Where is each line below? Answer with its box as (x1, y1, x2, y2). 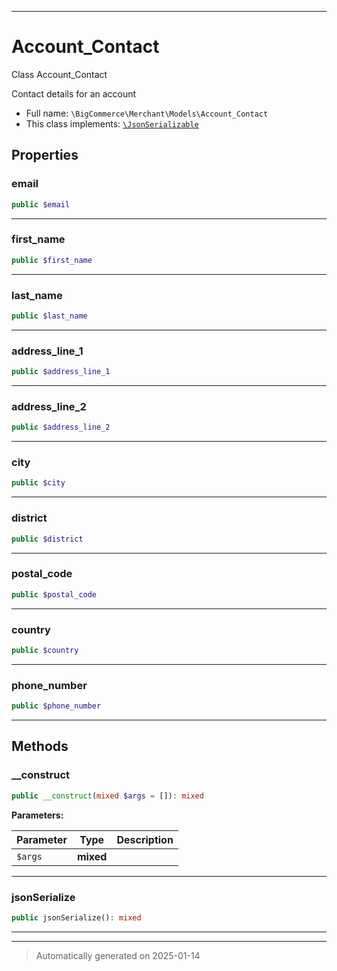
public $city (11, 478, 66, 488)
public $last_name (11, 311, 88, 321)
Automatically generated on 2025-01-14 (35, 949, 201, 961)
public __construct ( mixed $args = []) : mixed (11, 791, 204, 801)
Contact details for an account (11, 87, 137, 100)
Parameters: (11, 809, 64, 821)
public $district (11, 534, 84, 544)
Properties (11, 147, 79, 164)
